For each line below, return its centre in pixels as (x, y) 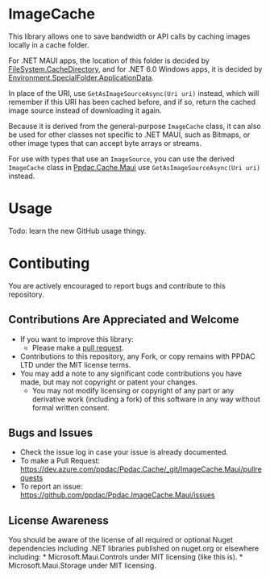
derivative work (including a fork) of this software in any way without (146, 399)
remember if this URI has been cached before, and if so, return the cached (132, 102)
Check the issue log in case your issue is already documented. (124, 452)
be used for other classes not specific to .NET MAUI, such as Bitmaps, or (129, 135)
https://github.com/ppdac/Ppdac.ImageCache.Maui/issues (117, 495)
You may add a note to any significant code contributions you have (131, 373)
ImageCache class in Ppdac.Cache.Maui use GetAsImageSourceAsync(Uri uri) (134, 167)
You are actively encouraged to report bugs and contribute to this (117, 285)
